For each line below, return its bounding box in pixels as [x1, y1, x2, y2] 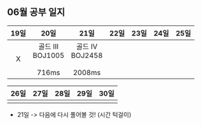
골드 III [38, 42, 59, 51]
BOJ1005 [32, 51, 65, 60]
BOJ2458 [71, 51, 103, 60]
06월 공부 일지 [7, 6, 65, 18]
